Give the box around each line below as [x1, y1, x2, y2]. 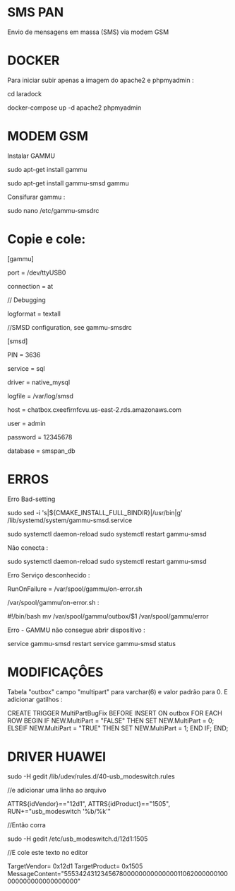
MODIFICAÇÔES [7, 664, 104, 680]
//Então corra [7, 820, 46, 829]
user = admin [7, 419, 46, 427]
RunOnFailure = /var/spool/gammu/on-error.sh [7, 585, 143, 593]
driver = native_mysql [7, 378, 71, 386]
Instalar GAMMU [7, 151, 55, 160]
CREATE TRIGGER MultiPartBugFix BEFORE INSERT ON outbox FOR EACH [7, 708, 222, 717]
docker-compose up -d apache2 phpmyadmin [7, 103, 142, 112]
